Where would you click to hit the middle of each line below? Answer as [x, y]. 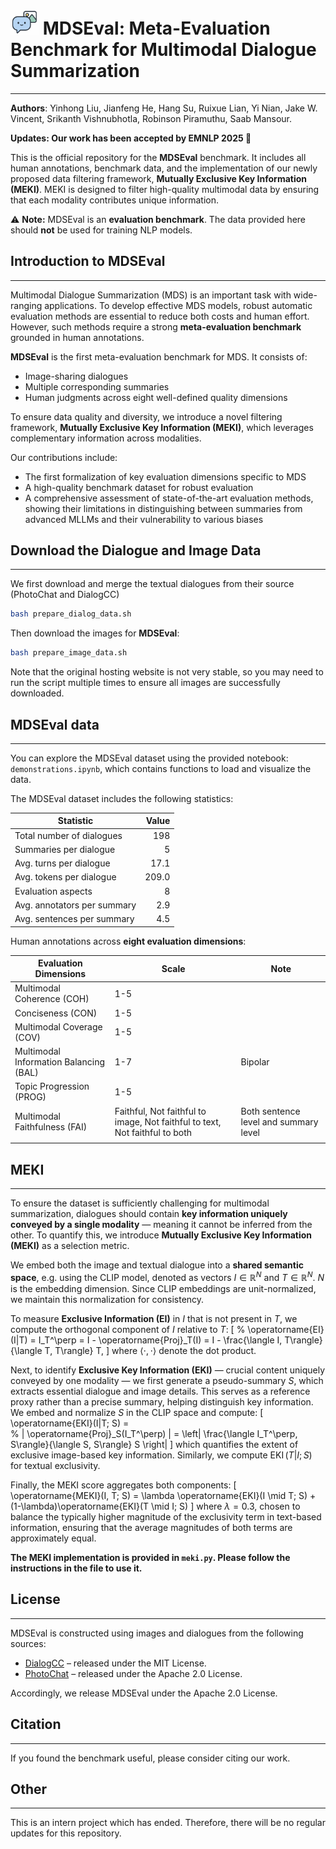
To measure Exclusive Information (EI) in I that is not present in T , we [154, 1318]
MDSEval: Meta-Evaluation [156, 28]
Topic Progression [52, 1086]
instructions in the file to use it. [76, 1568]
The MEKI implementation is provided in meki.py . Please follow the [150, 1557]
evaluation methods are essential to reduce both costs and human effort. [160, 316]
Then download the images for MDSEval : [95, 633]
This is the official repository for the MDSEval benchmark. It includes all [158, 157]
